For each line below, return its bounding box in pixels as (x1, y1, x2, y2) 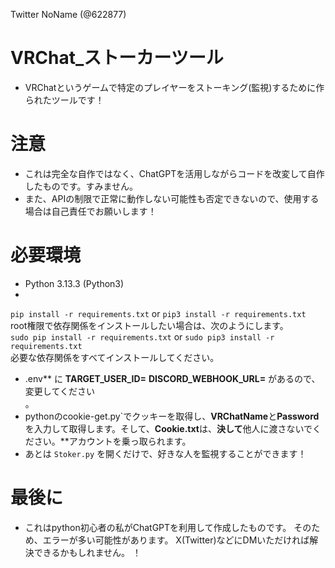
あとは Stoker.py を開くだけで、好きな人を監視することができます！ (24, 447, 307, 459)
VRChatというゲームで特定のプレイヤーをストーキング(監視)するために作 (24, 81, 325, 93)
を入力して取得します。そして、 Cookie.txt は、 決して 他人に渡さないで (24, 422, 313, 434)
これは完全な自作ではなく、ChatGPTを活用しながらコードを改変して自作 (24, 167, 325, 179)
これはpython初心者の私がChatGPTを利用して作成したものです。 (24, 521, 292, 533)
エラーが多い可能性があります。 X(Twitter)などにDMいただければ (42, 534, 310, 546)
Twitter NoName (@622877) (10, 9, 127, 20)
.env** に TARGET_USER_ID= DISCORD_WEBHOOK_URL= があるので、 (24, 372, 321, 384)
